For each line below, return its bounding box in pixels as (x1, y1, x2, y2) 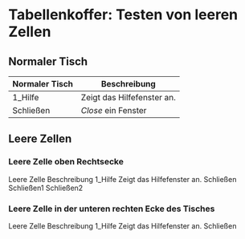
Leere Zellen (8, 132, 72, 146)
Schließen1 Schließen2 (8, 183, 84, 192)
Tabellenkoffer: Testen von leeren (8, 6, 239, 24)
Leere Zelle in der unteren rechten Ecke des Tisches (8, 203, 215, 214)
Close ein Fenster (80, 105, 147, 115)
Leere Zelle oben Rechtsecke (8, 156, 125, 168)
